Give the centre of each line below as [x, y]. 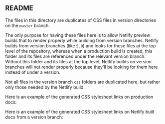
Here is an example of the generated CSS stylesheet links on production [79, 97]
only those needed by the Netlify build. [45, 87]
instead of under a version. [33, 72]
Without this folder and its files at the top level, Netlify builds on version [79, 61]
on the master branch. [27, 25]
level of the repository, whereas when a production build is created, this [79, 51]
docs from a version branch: [34, 117]
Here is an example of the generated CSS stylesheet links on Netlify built [80, 112]
